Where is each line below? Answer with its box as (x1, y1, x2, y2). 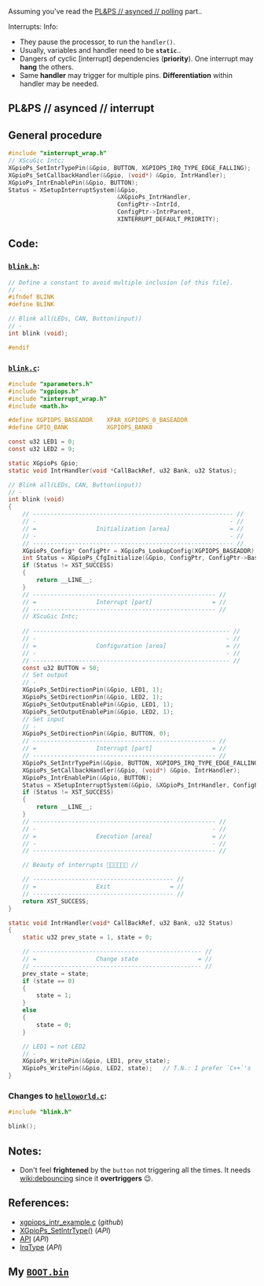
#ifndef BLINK (8, 293, 55, 302)
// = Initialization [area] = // (22, 524, 244, 532)
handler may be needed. (19, 79, 99, 88)
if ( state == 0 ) (22, 977, 76, 985)
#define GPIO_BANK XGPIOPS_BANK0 (8, 424, 153, 432)
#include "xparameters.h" (8, 380, 93, 388)
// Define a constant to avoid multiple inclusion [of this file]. (8, 279, 234, 287)
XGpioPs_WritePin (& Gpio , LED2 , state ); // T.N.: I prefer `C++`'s (22, 1065, 251, 1073)
